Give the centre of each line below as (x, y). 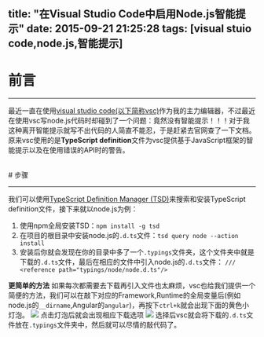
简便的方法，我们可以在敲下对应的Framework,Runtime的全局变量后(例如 (125, 295)
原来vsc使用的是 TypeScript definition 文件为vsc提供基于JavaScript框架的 (127, 141)
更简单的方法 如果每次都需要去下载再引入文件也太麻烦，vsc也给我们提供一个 (132, 286)
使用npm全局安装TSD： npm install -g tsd (89, 225)
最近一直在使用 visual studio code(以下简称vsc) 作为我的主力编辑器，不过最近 (132, 111)
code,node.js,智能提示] (66, 44)
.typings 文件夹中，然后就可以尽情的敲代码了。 (105, 325)
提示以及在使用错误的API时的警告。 (72, 150)
